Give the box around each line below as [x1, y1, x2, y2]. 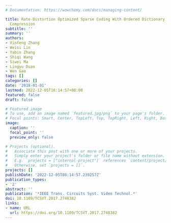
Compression [10, 21, 36, 26]
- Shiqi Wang [5, 54, 33, 60]
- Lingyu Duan [5, 64, 36, 69]
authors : [5, 36, 24, 41]
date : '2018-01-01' [5, 83, 47, 88]
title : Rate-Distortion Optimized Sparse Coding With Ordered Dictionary [5, 16, 165, 22]
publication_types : [5, 177, 47, 182]
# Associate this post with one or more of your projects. [5, 149, 138, 154]
